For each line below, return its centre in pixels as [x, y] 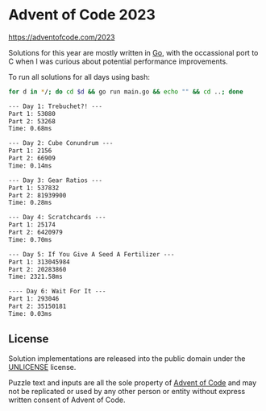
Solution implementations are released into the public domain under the [127, 358]
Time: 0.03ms [30, 313]
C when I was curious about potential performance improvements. [118, 61]
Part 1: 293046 [34, 299]
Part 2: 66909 [32, 159]
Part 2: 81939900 [37, 195]
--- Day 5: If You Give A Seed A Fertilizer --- [91, 254]
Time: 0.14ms [30, 166]
